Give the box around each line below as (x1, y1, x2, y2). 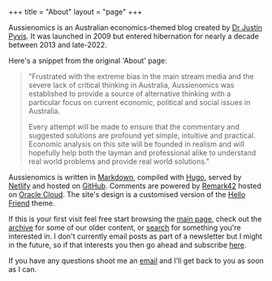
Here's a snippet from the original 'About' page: (8, 56, 168, 65)
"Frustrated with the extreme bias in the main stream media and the (28, 72, 254, 81)
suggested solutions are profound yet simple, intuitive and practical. (28, 130, 256, 140)
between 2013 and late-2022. (8, 40, 107, 50)
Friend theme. (8, 199, 55, 208)
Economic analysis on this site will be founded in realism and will (28, 139, 245, 149)
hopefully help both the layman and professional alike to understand (28, 148, 257, 157)
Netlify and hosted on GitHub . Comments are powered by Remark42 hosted (8, 181, 261, 191)
